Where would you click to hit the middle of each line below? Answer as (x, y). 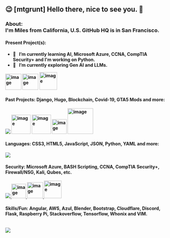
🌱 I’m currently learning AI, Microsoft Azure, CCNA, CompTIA (80, 54)
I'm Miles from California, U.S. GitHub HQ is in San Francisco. (82, 30)
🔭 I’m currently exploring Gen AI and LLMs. (60, 65)
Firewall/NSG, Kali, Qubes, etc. (39, 172)
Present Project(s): (26, 42)
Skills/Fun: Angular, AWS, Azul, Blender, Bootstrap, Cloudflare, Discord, (83, 208)
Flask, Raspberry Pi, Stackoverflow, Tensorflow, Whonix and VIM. (76, 213)
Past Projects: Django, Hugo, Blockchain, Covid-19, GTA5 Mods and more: (85, 100)
